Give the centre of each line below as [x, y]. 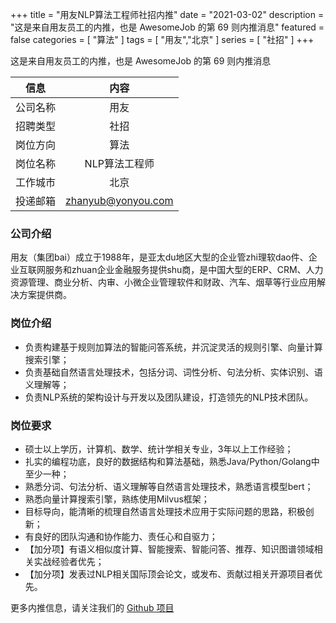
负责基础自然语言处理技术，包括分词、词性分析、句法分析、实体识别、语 [173, 372]
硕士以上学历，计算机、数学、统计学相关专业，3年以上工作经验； [159, 449]
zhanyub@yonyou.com [119, 200]
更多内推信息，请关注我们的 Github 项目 [92, 607]
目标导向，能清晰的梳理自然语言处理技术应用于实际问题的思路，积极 [165, 511]
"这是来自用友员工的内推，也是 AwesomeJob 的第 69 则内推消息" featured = [167, 27]
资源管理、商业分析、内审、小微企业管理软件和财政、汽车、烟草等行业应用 [163, 282]
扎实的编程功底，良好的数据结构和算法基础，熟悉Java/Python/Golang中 [172, 461]
